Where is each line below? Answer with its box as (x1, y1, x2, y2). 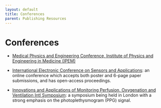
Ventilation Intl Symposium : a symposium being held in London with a (12, 93, 152, 98)
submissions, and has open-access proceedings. (12, 78, 111, 84)
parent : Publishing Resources (5, 16, 67, 21)
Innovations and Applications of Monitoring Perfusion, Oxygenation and (12, 87, 156, 93)
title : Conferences (5, 12, 45, 16)
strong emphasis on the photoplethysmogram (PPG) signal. (12, 97, 131, 103)
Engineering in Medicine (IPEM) (12, 58, 76, 64)
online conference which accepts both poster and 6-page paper (12, 73, 141, 78)
